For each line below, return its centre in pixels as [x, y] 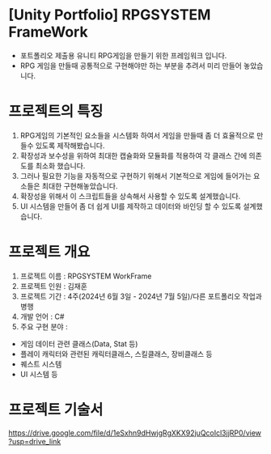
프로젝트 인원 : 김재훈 [53, 286]
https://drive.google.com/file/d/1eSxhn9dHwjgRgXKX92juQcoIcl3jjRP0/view [135, 433]
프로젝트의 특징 [56, 112]
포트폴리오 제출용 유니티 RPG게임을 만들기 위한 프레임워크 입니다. [123, 55]
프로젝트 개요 [49, 252]
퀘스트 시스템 [41, 364]
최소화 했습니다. [60, 165]
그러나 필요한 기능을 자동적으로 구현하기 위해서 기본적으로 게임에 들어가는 [136, 176]
